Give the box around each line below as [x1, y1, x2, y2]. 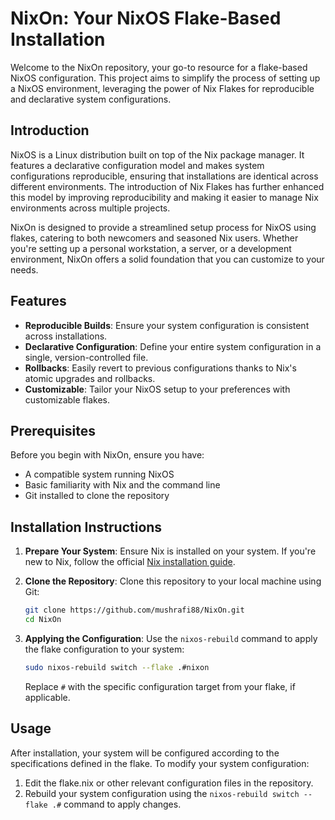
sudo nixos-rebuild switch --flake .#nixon [24, 662, 210, 672]
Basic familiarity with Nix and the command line [24, 479, 221, 491]
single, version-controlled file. [24, 351, 149, 363]
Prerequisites [10, 422, 96, 439]
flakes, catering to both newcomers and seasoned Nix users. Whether [10, 232, 299, 244]
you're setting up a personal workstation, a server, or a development [10, 242, 292, 254]
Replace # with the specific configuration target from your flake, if [24, 680, 296, 692]
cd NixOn [24, 615, 62, 625]
